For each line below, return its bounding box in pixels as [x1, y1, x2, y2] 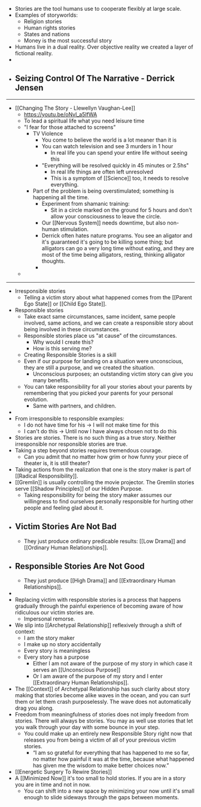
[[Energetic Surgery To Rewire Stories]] [14, 768, 112, 776]
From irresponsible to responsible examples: [14, 415, 124, 422]
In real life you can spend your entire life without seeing [50, 149, 187, 156]
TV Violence [32, 130, 63, 137]
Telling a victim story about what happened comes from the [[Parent [23, 293, 193, 301]
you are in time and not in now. [14, 781, 91, 788]
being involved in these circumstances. [23, 325, 121, 332]
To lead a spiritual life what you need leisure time [23, 117, 145, 124]
